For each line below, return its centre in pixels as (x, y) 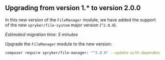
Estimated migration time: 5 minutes (41, 34)
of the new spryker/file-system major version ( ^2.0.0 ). (61, 25)
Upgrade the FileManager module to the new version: (58, 44)
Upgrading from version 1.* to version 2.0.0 (73, 8)
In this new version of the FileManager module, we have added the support (81, 20)
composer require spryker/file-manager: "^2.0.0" (57, 53)
